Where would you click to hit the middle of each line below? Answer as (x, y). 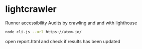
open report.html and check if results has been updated (63, 41)
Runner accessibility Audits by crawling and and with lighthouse (71, 23)
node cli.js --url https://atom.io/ (43, 32)
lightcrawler (31, 9)
